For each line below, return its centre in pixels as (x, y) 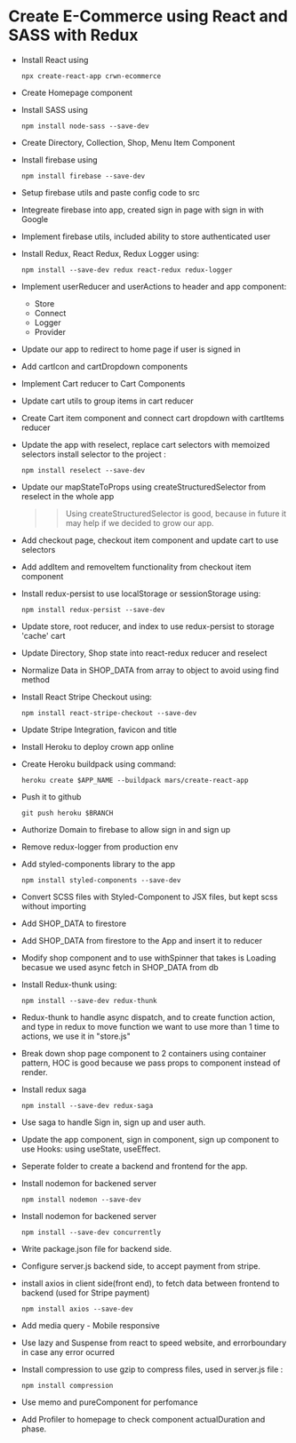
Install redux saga (53, 1089)
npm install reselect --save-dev (83, 470)
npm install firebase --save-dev (83, 176)
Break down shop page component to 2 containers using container (144, 1053)
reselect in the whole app (68, 496)
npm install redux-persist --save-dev (93, 610)
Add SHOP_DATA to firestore (73, 923)
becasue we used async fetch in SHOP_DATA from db (120, 967)
